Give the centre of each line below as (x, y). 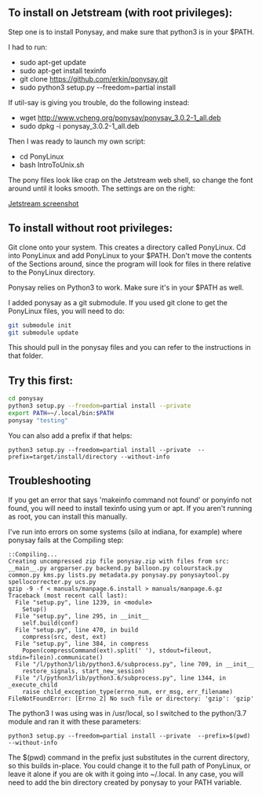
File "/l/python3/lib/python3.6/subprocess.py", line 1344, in (120, 678)
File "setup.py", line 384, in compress (82, 644)
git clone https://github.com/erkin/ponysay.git (94, 78)
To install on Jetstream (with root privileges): (120, 13)
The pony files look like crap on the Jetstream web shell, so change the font (131, 180)
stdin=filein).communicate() (56, 657)
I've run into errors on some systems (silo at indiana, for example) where (125, 531)
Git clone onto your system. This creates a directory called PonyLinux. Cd (127, 247)
